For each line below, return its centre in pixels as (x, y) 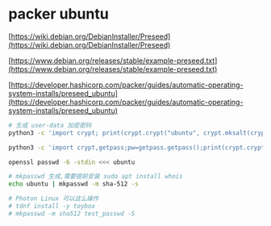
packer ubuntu (58, 14)
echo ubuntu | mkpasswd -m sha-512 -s (73, 184)
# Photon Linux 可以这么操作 (54, 199)
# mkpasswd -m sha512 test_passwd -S (72, 213)
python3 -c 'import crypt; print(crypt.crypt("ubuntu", (104, 133)
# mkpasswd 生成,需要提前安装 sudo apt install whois (96, 177)
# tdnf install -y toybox (52, 207)
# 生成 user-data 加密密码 (50, 125)
